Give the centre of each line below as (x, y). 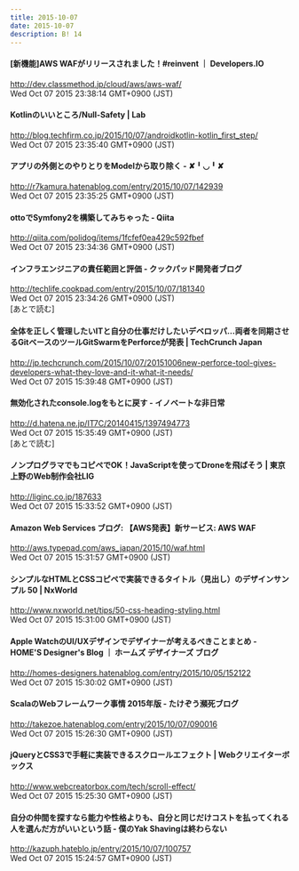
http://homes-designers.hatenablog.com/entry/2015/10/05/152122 (130, 673)
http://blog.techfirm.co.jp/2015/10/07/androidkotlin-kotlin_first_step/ (134, 135)
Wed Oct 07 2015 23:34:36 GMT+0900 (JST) (93, 247)
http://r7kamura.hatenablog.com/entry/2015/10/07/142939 (117, 186)
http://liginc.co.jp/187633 (56, 496)
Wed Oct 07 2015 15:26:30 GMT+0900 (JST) (92, 733)
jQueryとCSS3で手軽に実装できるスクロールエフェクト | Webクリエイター (146, 755)
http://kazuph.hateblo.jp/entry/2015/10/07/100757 (101, 849)
